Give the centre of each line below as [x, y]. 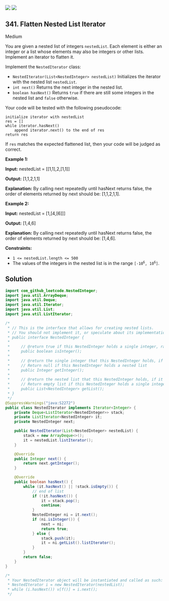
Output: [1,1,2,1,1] [23, 179]
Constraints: [19, 248]
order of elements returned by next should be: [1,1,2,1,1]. [63, 194]
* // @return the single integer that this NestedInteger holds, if [85, 361]
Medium [14, 36]
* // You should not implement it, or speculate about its [71, 333]
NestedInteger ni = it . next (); [65, 515]
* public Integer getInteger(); [46, 370]
